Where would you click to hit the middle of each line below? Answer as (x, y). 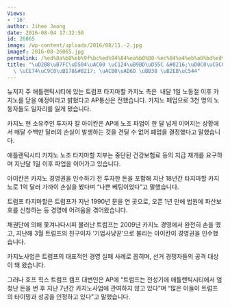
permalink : (23, 58)
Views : (16, 13)
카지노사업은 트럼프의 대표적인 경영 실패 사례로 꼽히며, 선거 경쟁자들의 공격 (107, 256)
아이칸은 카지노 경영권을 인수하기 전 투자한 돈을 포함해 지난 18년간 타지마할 (107, 178)
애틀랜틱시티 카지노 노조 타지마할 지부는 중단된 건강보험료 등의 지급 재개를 (106, 155)
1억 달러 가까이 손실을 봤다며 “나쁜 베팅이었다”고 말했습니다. (99, 187)
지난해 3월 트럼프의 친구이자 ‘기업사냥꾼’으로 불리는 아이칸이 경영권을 (108, 233)
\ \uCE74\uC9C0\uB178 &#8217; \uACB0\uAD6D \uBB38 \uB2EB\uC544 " (107, 71)
